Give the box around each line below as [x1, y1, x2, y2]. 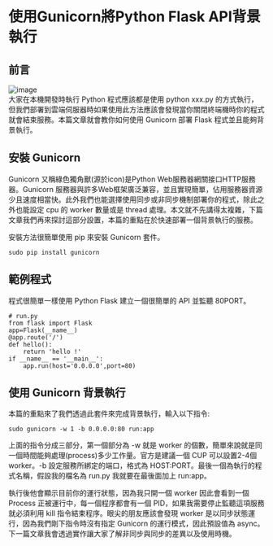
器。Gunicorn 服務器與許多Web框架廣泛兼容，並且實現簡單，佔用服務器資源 [8, 184, 263, 194]
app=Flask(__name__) [8, 326, 79, 334]
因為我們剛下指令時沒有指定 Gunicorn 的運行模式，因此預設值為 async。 [22, 518, 265, 529]
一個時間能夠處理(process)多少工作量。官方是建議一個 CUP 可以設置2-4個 [8, 451, 258, 461]
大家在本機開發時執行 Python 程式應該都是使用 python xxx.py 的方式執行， [8, 94, 258, 104]
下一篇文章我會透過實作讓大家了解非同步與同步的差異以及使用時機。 [8, 529, 236, 539]
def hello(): [8, 340, 53, 348]
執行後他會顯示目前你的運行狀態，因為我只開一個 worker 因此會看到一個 [8, 488, 249, 498]
